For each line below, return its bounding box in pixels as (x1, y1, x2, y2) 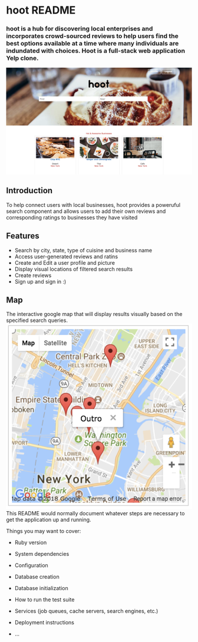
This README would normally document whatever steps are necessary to (6, 510, 185, 517)
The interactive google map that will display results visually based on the (6, 311, 183, 318)
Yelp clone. (6, 54, 39, 62)
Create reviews (14, 272, 52, 279)
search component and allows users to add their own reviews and (6, 208, 166, 215)
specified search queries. (6, 317, 68, 324)
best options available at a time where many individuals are (6, 39, 179, 48)
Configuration (14, 562, 48, 569)
